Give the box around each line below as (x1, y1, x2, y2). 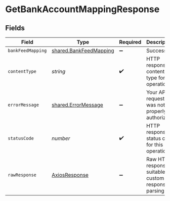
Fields (5, 24, 25, 32)
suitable (146, 168, 165, 175)
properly (146, 108, 167, 115)
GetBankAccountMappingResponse (5, 4, 160, 15)
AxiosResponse (51, 172, 89, 178)
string (51, 68, 66, 75)
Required (118, 39, 142, 45)
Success (146, 47, 167, 54)
